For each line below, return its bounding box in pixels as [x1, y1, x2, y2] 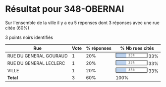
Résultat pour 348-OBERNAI [5, 3, 124, 15]
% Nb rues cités [120, 45, 155, 51]
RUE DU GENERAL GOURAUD [7, 53, 68, 58]
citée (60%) [5, 25, 30, 30]
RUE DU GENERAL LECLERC [7, 60, 65, 66]
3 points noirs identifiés [5, 34, 54, 40]
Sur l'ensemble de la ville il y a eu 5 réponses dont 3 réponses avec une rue [5, 20, 160, 26]
